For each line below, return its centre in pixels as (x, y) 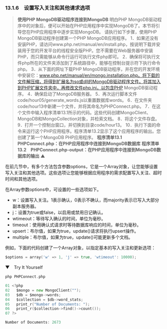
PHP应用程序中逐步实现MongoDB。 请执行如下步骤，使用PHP (94, 32)
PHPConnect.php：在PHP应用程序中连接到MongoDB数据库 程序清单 (88, 144)
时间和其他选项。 (23, 179)
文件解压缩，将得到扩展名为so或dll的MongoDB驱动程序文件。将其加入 (89, 82)
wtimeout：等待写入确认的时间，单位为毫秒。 (59, 219)
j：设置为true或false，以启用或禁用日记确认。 (59, 212)
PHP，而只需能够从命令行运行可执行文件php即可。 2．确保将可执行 (86, 57)
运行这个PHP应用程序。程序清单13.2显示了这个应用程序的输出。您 (93, 131)
